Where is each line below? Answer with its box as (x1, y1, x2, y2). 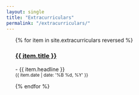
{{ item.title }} (15, 52, 57, 61)
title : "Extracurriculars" (6, 15, 74, 21)
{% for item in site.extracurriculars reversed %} (15, 37, 133, 44)
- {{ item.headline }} (15, 65, 65, 73)
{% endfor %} (15, 82, 50, 90)
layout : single (6, 8, 45, 15)
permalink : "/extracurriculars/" (6, 20, 91, 26)
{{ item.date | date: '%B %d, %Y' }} (15, 72, 89, 78)
